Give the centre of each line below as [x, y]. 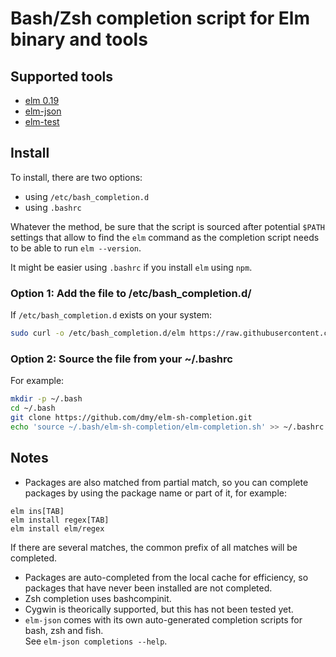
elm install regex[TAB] [60, 520]
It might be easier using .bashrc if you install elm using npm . [131, 267]
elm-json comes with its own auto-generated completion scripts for [163, 619]
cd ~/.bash [33, 408]
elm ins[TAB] [37, 511]
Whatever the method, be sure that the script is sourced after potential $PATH [168, 226]
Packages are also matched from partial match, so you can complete [166, 482]
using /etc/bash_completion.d [87, 196]
